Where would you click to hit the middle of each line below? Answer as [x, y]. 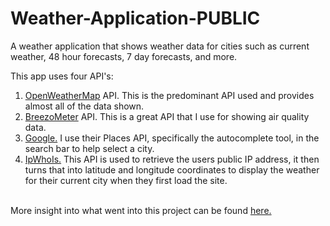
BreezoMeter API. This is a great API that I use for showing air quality [167, 116]
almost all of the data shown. [84, 106]
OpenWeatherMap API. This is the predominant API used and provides [169, 95]
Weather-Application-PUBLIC [135, 18]
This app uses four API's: [62, 76]
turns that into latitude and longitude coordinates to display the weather [172, 169]
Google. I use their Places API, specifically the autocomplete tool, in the [172, 138]
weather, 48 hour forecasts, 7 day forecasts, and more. [124, 56]
